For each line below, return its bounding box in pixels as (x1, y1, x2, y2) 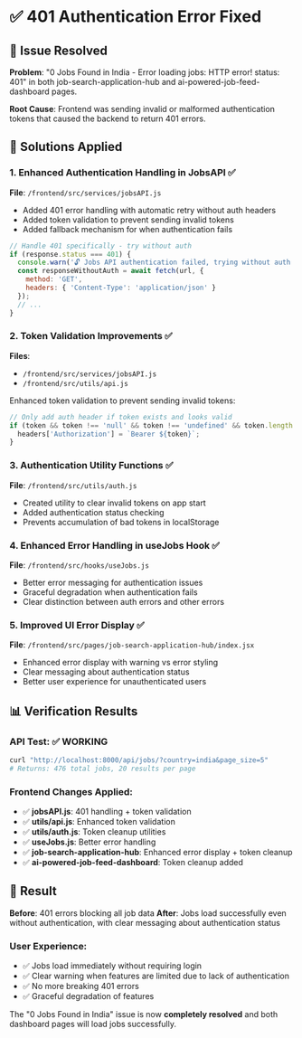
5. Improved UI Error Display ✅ (9, 618, 145, 631)
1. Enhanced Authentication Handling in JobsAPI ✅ (9, 166, 237, 179)
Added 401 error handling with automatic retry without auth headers (22, 204, 277, 215)
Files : (9, 350, 31, 361)
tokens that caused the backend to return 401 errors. (9, 113, 206, 124)
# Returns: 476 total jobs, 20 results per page (9, 764, 196, 773)
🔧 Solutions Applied (9, 139, 123, 155)
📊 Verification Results (9, 703, 138, 719)
